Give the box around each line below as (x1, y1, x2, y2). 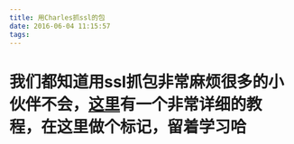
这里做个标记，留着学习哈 (57, 116, 247, 137)
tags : (9, 30, 30, 39)
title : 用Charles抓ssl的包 (9, 13, 106, 22)
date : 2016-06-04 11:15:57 (9, 22, 111, 31)
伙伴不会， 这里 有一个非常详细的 (9, 94, 247, 114)
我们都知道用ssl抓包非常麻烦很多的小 (9, 71, 284, 92)
